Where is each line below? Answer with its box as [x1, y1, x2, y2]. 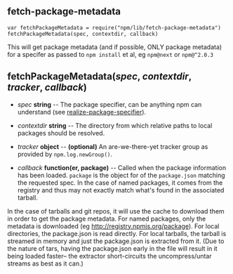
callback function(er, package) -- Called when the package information [17, 163, 227, 171]
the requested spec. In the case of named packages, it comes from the [17, 178, 223, 187]
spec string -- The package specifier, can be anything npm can [17, 100, 202, 108]
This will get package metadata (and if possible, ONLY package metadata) [7, 42, 222, 51]
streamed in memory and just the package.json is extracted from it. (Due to [7, 237, 225, 245]
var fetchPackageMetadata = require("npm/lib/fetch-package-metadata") [7, 24, 221, 31]
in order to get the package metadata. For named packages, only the [7, 214, 206, 223]
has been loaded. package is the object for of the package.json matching [17, 171, 225, 179]
